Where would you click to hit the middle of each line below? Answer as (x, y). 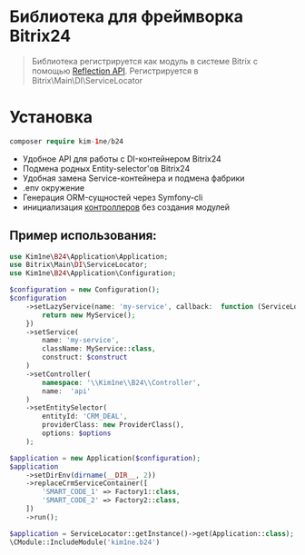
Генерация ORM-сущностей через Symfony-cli (113, 197)
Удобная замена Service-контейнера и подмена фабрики (133, 178)
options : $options (77, 433)
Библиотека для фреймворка (126, 17)
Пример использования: (83, 236)
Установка (51, 118)
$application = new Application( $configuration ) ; (105, 458)
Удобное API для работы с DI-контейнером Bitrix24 (122, 159)
